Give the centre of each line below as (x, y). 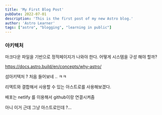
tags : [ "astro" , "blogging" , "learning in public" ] (58, 28)
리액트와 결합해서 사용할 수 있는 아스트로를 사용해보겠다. (58, 87)
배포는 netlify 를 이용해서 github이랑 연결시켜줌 (50, 97)
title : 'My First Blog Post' (34, 9)
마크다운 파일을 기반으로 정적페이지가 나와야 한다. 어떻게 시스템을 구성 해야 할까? (81, 57)
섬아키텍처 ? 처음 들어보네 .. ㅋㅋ (36, 77)
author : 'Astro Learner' (30, 23)
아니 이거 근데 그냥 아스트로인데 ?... (38, 108)
